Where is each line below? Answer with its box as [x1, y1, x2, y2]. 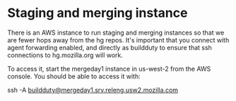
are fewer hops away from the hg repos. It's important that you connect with [7, 35, 230, 44]
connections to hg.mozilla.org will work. [7, 51, 124, 59]
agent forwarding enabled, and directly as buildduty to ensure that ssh [7, 43, 212, 52]
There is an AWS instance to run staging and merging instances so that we [7, 28, 225, 37]
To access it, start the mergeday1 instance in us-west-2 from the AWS [7, 64, 211, 73]
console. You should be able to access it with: [7, 72, 141, 81]
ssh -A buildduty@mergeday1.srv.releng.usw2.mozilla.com [7, 85, 179, 94]
